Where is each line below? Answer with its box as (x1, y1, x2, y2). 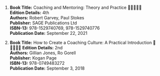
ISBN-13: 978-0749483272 (9, 61, 65, 66)
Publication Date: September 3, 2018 (9, 65, 85, 71)
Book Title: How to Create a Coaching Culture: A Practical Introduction (9, 40, 152, 46)
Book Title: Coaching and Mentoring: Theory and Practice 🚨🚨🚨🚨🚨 (9, 5, 142, 10)
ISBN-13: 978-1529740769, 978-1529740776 (9, 25, 100, 31)
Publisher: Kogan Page (9, 55, 57, 61)
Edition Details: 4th (9, 10, 50, 15)
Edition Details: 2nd (22, 45, 63, 50)
